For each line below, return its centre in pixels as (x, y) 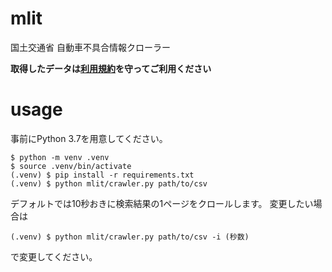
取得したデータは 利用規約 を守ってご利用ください (111, 68)
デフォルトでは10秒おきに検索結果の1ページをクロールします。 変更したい (162, 203)
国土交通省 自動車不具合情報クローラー (90, 47)
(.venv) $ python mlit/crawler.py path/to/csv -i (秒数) (130, 237)
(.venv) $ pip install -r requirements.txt (102, 175)
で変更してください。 (54, 256)
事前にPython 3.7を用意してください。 (89, 138)
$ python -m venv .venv (60, 157)
